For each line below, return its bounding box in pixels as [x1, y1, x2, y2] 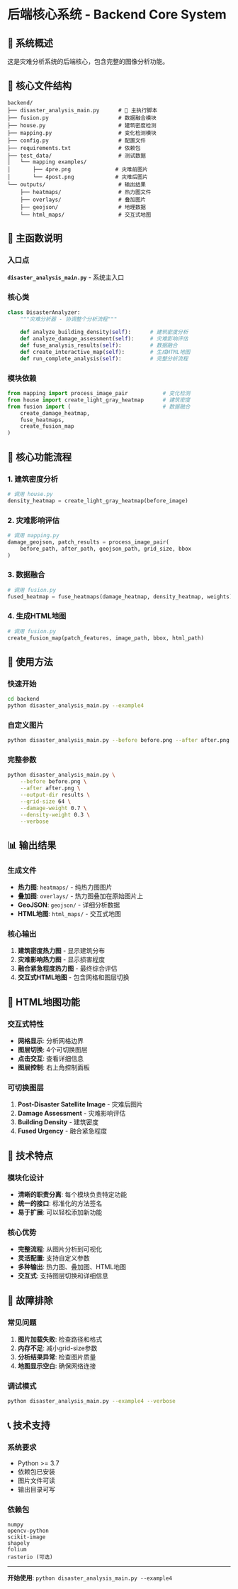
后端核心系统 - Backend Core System [7, 6, 227, 23]
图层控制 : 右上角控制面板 [17, 1063, 90, 1072]
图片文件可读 [17, 1476, 55, 1485]
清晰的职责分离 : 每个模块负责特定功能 [17, 1190, 127, 1199]
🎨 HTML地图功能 [7, 996, 80, 1008]
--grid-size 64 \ [20, 797, 72, 805]
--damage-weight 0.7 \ [20, 804, 87, 812]
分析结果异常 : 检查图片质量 [17, 1353, 96, 1362]
